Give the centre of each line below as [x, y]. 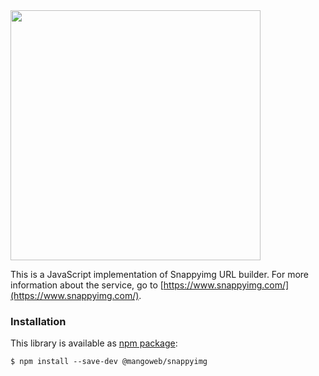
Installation [38, 321]
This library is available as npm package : [94, 343]
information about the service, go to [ [87, 285]
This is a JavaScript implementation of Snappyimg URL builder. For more [160, 274]
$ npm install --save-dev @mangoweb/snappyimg [109, 362]
